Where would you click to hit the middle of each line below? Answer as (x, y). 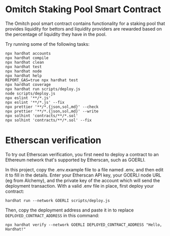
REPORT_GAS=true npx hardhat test (42, 80)
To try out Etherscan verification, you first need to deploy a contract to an (82, 154)
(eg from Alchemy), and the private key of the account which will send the (83, 180)
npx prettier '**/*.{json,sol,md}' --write (52, 111)
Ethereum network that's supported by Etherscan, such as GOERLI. (75, 160)
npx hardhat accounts (28, 53)
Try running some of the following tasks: (47, 44)
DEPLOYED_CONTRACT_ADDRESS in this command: (52, 215)
